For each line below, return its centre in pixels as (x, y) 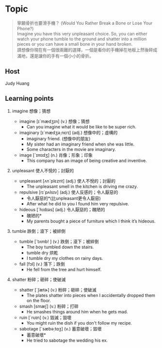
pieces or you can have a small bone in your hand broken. (75, 44)
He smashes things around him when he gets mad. (77, 311)
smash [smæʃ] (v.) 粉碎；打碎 (49, 306)
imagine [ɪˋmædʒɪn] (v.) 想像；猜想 (54, 121)
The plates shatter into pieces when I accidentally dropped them (91, 295)
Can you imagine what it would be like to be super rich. (81, 127)
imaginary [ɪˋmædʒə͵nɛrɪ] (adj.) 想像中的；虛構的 (68, 132)
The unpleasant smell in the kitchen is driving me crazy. (82, 186)
